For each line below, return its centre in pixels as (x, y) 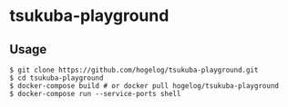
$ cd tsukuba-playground (57, 78)
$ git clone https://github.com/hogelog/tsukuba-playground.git (134, 70)
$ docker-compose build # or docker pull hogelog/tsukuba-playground (144, 86)
